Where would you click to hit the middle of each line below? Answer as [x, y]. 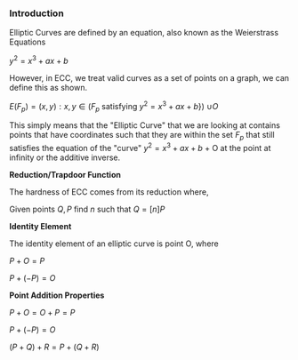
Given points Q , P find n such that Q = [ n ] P [87, 209]
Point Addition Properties [57, 295]
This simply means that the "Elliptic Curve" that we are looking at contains [145, 125]
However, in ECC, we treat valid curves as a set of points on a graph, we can [149, 77]
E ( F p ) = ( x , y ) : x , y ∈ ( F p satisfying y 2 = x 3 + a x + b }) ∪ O [114, 106]
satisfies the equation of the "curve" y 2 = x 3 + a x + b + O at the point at [140, 147]
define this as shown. [48, 87]
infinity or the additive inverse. [65, 157]
